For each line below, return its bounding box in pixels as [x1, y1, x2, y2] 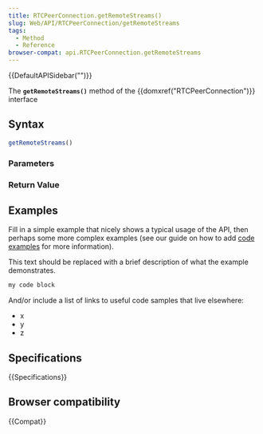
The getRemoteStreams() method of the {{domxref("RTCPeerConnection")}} [8, 86, 256, 96]
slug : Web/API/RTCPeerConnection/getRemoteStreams [8, 19, 180, 27]
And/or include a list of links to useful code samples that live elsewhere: [8, 296, 245, 306]
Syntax [8, 117, 45, 132]
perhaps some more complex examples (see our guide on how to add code [8, 233, 255, 243]
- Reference [15, 41, 56, 49]
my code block [8, 281, 56, 290]
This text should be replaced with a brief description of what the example [8, 257, 249, 267]
